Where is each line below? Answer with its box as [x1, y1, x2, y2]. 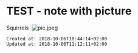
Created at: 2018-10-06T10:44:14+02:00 [6, 36, 108, 42]
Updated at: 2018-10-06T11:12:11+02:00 [6, 41, 108, 47]
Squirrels [6, 24, 29, 31]
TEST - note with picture [6, 4, 132, 18]
